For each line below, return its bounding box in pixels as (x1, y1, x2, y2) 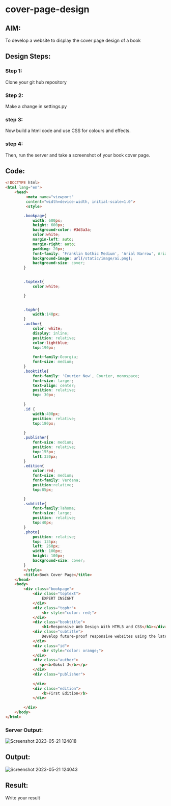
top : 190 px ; (32, 345, 56, 350)
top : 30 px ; (32, 393, 56, 398)
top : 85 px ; (32, 487, 53, 492)
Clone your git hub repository (5, 79, 67, 85)
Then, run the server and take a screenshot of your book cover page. (5, 152, 150, 158)
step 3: (5, 116, 23, 123)
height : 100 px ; (32, 553, 65, 559)
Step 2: (5, 92, 24, 99)
